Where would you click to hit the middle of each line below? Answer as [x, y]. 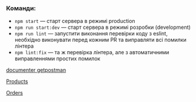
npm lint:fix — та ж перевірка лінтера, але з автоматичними [92, 52]
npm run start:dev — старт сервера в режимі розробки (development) [103, 27]
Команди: [21, 8]
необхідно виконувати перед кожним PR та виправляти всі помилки [100, 40]
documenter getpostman [36, 70]
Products [17, 81]
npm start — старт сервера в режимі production [75, 21]
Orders [15, 93]
